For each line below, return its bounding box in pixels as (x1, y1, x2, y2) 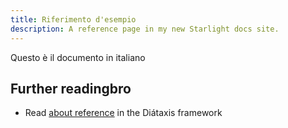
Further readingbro (10, 80, 132, 97)
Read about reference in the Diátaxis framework (24, 107, 223, 119)
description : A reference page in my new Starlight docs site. (10, 24, 280, 34)
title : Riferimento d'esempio (10, 14, 137, 25)
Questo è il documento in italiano (10, 51, 146, 63)
